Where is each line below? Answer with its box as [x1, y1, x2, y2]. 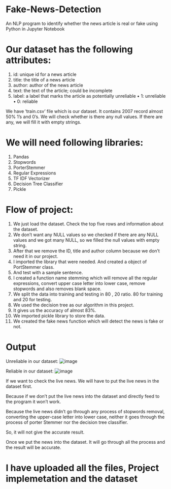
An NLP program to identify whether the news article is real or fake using [6, 20, 158, 26]
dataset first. [6, 383, 32, 389]
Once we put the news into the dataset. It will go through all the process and [6, 439, 165, 445]
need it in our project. [13, 253, 58, 259]
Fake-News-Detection [6, 4, 101, 15]
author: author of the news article [13, 82, 83, 88]
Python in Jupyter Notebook [6, 25, 65, 32]
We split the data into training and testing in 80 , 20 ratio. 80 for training [13, 291, 163, 297]
